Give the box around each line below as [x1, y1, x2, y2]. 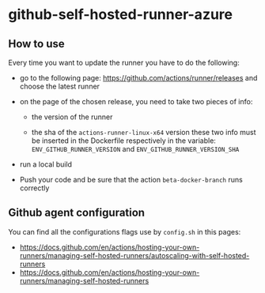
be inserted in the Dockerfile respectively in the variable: [31, 136, 216, 145]
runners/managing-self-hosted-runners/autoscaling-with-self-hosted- [19, 250, 250, 260]
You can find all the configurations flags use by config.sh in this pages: [8, 227, 241, 236]
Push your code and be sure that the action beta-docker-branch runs [19, 175, 243, 184]
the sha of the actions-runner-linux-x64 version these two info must [31, 128, 256, 137]
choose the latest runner [19, 81, 100, 91]
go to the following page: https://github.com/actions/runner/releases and [19, 73, 258, 82]
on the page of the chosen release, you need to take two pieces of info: [19, 97, 253, 106]
